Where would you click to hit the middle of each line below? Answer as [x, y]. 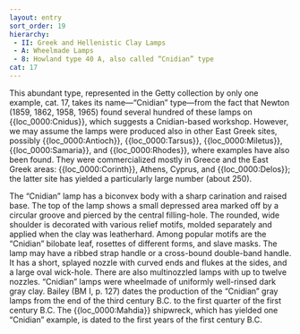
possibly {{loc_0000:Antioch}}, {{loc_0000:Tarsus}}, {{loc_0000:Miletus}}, [146, 141]
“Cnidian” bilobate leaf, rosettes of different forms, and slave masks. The [143, 244]
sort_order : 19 [38, 26]
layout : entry [36, 17]
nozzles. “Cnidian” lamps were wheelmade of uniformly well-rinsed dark [142, 281]
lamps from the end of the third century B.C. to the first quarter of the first [146, 300]
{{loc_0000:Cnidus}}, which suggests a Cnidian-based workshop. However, [149, 121]
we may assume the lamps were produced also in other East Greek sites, [143, 131]
